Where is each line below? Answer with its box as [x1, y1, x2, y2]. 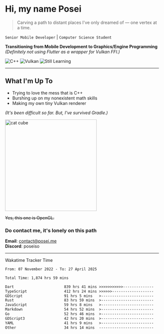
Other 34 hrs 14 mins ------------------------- [5, 325, 154, 330]
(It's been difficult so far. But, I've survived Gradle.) [5, 110, 108, 116]
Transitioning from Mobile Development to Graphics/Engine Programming [5, 43, 158, 49]
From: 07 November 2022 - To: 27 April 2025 [5, 267, 97, 272]
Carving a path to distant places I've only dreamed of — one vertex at [17, 20, 157, 25]
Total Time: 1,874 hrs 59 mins [5, 275, 69, 280]
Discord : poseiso [5, 243, 40, 249]
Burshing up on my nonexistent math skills [12, 95, 98, 101]
